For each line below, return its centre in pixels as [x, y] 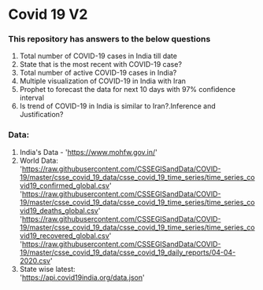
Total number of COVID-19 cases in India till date [98, 56]
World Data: [39, 160]
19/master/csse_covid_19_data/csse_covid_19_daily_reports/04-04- [128, 252]
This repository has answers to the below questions [109, 39]
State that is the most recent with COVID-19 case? [101, 64]
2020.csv [35, 260]
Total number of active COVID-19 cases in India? [98, 73]
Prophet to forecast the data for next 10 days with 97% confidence [128, 90]
